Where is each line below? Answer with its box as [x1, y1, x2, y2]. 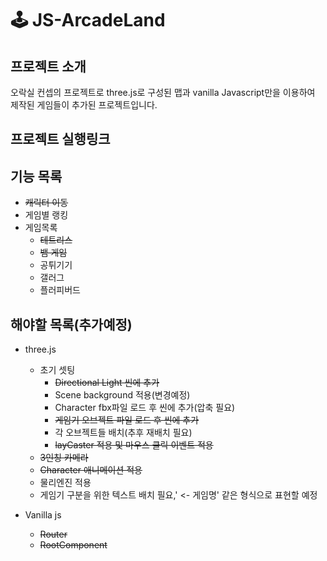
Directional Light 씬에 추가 [54, 377, 160, 389]
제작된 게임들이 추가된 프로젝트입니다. [10, 99, 158, 111]
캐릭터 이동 [24, 197, 69, 209]
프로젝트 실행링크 [10, 131, 111, 148]
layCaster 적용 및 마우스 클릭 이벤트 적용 [54, 439, 214, 451]
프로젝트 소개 [10, 58, 87, 75]
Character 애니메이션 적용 [39, 464, 143, 476]
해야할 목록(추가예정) [10, 316, 133, 333]
